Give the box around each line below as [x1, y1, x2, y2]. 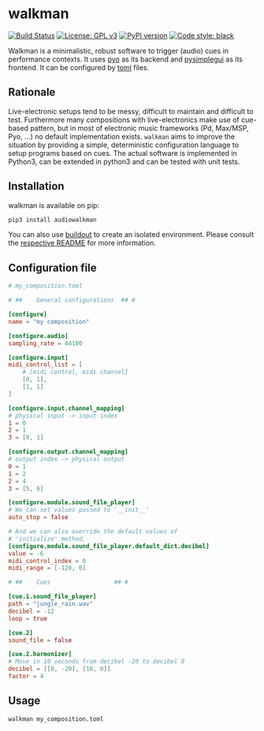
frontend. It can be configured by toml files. [8, 62, 150, 72]
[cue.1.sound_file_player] [8, 592, 97, 601]
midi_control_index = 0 [8, 557, 87, 565]
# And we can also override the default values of [8, 528, 178, 536]
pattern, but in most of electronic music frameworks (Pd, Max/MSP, [30, 123, 250, 132]
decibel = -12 [8, 607, 55, 615]
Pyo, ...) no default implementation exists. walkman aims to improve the [8, 132, 236, 141]
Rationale [8, 86, 56, 99]
